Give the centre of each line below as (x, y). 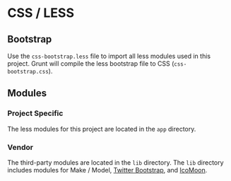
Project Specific (35, 113)
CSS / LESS (41, 13)
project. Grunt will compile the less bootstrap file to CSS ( (91, 64)
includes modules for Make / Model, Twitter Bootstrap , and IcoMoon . (107, 170)
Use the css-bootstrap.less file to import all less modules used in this (109, 56)
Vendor (20, 147)
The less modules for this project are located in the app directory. (102, 129)
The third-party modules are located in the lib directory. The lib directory (115, 162)
